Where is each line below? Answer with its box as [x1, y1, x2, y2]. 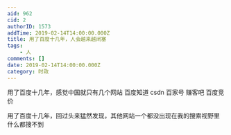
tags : [7, 42, 23, 49]
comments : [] [7, 55, 45, 62]
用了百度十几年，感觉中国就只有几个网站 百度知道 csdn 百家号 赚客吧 [7, 88, 205, 96]
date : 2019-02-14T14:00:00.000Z [7, 62, 101, 69]
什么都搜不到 [7, 120, 44, 128]
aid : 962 [7, 10, 33, 17]
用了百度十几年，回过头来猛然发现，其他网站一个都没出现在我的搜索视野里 [7, 111, 220, 120]
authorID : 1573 [7, 23, 51, 30]
